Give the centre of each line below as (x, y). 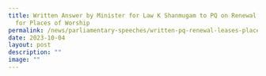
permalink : (26, 30)
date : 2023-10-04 (37, 38)
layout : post (30, 45)
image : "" (25, 60)
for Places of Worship (53, 23)
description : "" (35, 52)
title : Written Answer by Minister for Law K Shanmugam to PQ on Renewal (133, 15)
